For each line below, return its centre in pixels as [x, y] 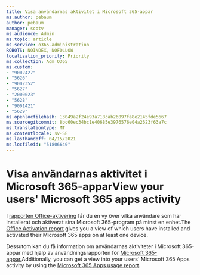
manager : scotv [25, 28]
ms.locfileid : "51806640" [38, 144]
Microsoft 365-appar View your [85, 187]
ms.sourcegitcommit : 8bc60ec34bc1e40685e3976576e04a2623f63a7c [87, 123]
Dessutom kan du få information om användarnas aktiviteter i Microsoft [93, 246]
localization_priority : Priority [48, 56]
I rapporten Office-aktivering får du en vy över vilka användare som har [94, 215]
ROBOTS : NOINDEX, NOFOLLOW [40, 51]
